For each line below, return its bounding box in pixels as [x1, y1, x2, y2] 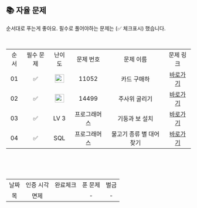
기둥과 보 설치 [117, 114, 154, 122]
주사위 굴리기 [118, 94, 153, 103]
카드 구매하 [121, 75, 150, 83]
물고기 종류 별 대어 [111, 129, 160, 138]
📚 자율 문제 [6, 5, 47, 16]
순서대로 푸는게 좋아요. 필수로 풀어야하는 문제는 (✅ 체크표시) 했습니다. [6, 25, 166, 32]
